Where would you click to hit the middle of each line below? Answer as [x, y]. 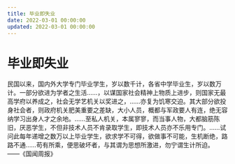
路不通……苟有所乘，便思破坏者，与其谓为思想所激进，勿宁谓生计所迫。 [111, 145]
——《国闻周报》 [32, 154]
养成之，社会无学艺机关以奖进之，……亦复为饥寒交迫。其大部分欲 [126, 101]
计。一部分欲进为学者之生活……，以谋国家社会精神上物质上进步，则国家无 [114, 93]
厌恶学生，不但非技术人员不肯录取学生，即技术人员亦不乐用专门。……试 [123, 128]
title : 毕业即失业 [31, 14]
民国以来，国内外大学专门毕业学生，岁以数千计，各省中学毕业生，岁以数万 [114, 84]
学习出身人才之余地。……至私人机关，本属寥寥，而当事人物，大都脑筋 [114, 119]
